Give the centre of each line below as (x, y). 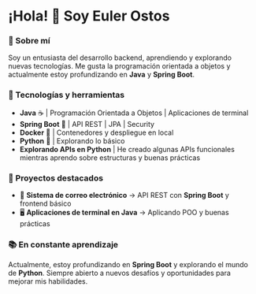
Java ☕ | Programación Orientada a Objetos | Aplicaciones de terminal (134, 113)
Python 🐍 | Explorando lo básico (72, 140)
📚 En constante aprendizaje (63, 245)
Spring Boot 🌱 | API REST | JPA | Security (87, 124)
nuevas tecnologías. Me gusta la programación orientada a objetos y (119, 66)
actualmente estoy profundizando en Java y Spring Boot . (102, 75)
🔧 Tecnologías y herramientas (67, 95)
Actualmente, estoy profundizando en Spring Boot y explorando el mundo (128, 265)
